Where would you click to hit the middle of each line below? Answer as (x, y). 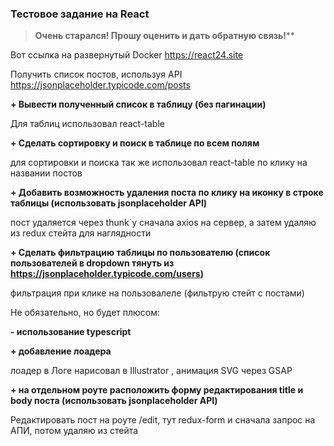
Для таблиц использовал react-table (87, 124)
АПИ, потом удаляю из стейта (74, 431)
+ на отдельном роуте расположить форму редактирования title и (157, 390)
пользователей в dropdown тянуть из (92, 263)
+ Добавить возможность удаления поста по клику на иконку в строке (167, 193)
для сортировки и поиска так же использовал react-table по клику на (159, 163)
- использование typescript (71, 332)
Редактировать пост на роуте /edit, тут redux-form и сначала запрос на (163, 420)
